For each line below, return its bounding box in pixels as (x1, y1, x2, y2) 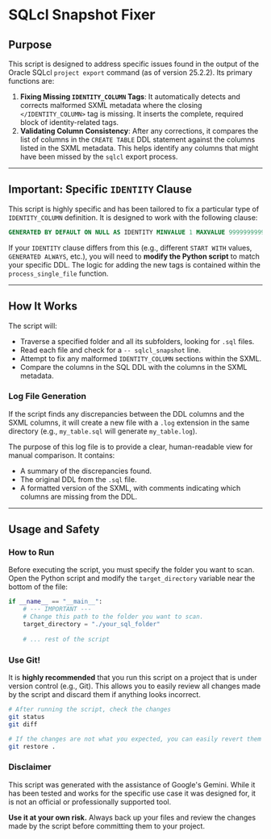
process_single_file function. (8, 268, 109, 278)
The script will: (8, 321, 58, 330)
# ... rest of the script (23, 635, 110, 643)
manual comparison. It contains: (8, 450, 115, 460)
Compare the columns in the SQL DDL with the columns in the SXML (19, 362, 248, 372)
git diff (8, 720, 38, 729)
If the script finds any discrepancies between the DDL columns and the (8, 409, 244, 418)
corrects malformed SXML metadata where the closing (19, 101, 202, 110)
